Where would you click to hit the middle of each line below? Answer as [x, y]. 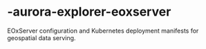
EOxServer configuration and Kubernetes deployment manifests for [103, 31]
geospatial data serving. [41, 37]
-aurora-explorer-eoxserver [89, 12]
